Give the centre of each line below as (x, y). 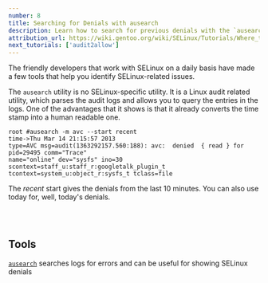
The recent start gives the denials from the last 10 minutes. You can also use (134, 189)
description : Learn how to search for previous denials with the (119, 30)
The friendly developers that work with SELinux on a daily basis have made (132, 68)
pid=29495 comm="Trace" (48, 153)
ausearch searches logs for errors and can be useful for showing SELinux (128, 263)
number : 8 (25, 16)
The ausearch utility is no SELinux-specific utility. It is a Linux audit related (129, 92)
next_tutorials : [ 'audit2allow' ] (64, 45)
